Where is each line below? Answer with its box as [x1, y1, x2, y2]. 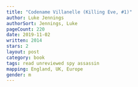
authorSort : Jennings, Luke [6, 20, 78, 26]
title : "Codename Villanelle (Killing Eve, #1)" [6, 9, 133, 15]
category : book [6, 55, 45, 61]
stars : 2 [6, 43, 29, 50]
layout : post [6, 49, 40, 55]
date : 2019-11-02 [6, 32, 51, 38]
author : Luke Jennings [6, 15, 64, 21]
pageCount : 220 [6, 26, 45, 32]
